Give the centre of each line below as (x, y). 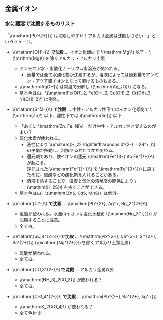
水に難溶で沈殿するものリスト (40, 24)
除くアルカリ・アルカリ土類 (77, 58)
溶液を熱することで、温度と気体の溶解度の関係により (80, 181)
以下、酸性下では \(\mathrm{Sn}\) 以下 (82, 115)
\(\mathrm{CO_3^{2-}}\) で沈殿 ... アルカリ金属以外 (63, 269)
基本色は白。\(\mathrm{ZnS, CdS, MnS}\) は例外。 (70, 193)
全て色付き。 (32, 313)
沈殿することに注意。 (41, 220)
